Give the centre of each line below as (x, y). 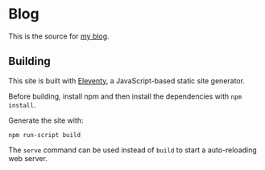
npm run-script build (45, 135)
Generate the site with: (46, 120)
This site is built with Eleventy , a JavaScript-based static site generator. (127, 80)
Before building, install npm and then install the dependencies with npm (125, 96)
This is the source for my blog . (59, 36)
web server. (28, 158)
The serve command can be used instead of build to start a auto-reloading (133, 150)
